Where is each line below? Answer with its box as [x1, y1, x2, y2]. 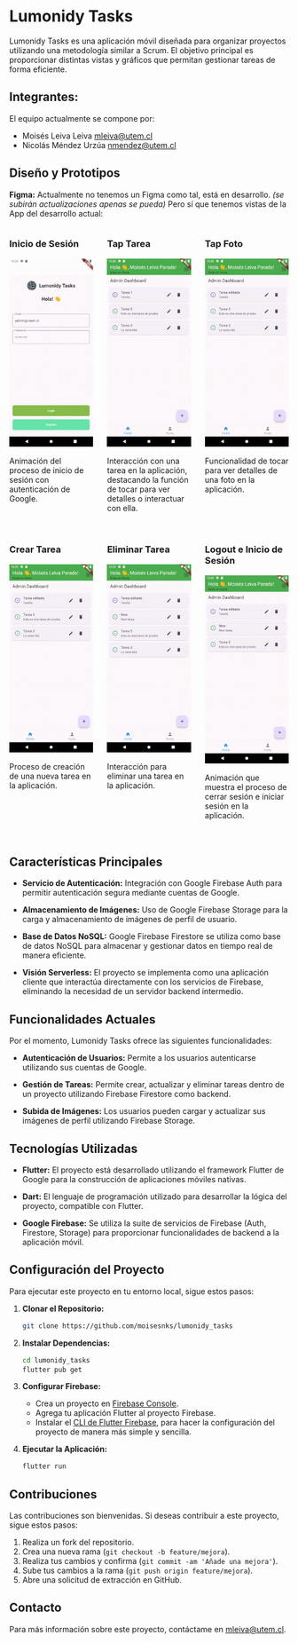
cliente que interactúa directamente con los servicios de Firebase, [21, 976, 264, 987]
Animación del [9, 455, 62, 466]
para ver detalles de [204, 464, 278, 476]
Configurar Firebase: [21, 1381, 101, 1392]
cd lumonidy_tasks [21, 1355, 90, 1364]
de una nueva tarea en [9, 770, 91, 781]
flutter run [21, 1462, 67, 1471]
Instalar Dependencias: [21, 1338, 111, 1348]
